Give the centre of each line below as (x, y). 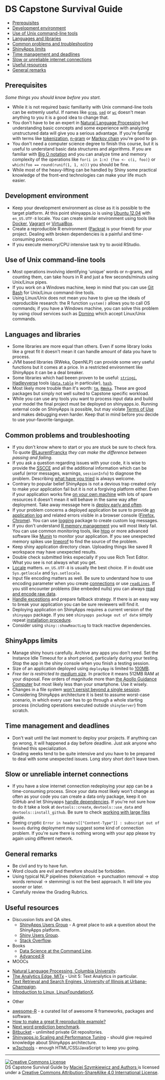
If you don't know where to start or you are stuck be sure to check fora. (84, 447)
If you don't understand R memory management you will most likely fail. (85, 526)
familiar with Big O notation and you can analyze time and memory (79, 154)
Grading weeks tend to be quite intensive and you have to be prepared (83, 753)
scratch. (21, 710)
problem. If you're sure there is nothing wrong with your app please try (84, 833)
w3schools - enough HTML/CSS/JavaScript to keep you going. (76, 1048)
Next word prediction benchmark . (46, 1027)
